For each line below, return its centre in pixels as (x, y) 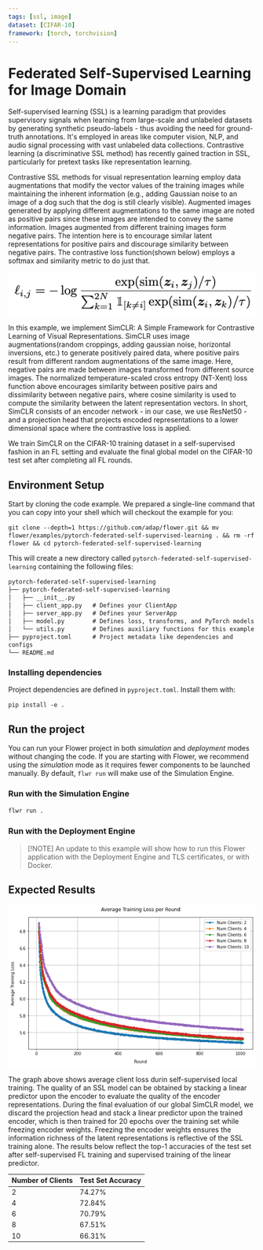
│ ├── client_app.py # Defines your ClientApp (93, 606)
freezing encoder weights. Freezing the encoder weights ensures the (120, 1129)
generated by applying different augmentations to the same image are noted (131, 211)
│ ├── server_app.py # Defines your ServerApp (93, 614)
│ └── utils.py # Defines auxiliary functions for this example (131, 629)
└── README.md (31, 653)
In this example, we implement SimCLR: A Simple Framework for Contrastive (131, 328)
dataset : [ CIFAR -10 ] (42, 25)
